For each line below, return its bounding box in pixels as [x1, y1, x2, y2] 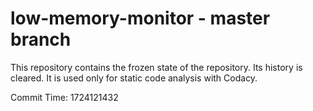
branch [10, 28, 72, 51]
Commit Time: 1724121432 [10, 91, 119, 103]
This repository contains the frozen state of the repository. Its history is [10, 61, 303, 73]
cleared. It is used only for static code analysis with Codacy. [10, 72, 258, 84]
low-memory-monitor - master [10, 7, 271, 30]
